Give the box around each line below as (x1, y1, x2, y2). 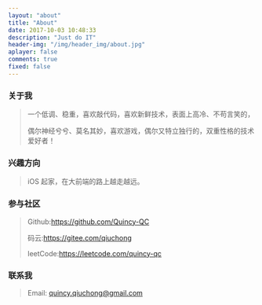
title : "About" (8, 19, 58, 27)
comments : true (8, 56, 58, 64)
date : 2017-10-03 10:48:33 (8, 26, 96, 34)
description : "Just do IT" (8, 33, 96, 42)
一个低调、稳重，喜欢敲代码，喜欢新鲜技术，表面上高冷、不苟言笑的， (27, 109, 255, 119)
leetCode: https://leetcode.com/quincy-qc (27, 248, 162, 258)
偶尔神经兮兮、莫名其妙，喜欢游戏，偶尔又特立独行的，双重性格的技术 (27, 127, 255, 136)
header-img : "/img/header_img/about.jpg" (8, 41, 146, 49)
